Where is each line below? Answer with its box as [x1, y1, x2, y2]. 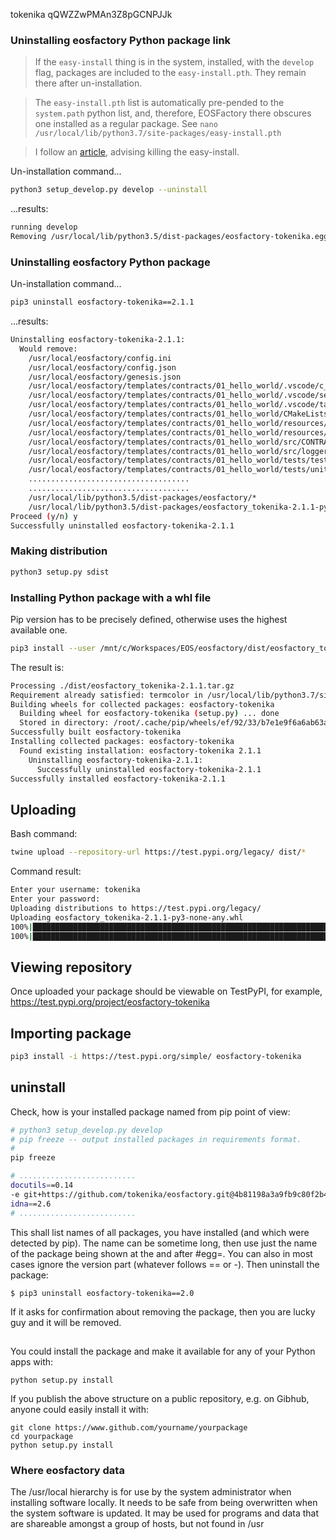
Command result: [10, 865, 82, 878]
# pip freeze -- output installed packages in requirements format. [10, 1134, 302, 1144]
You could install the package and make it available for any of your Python [10, 1345, 316, 1357]
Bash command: [10, 828, 78, 840]
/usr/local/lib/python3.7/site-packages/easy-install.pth [34, 129, 282, 139]
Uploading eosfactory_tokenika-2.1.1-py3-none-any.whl [10, 912, 244, 923]
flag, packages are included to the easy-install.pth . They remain [34, 67, 307, 79]
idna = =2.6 [10, 1199, 52, 1209]
